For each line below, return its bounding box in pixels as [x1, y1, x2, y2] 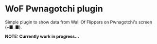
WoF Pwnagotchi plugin [5, 3, 103, 14]
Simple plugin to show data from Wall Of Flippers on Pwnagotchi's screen [5, 19, 153, 25]
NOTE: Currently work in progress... [5, 33, 79, 39]
